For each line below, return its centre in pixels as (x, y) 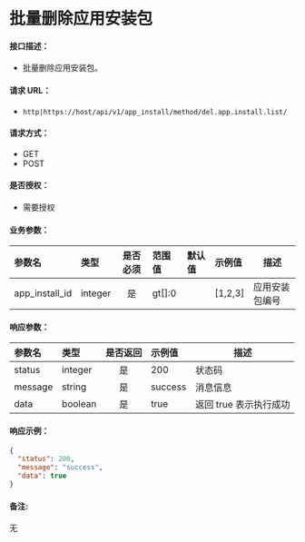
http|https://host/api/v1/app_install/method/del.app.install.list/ (155, 112)
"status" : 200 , (46, 459)
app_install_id (43, 293)
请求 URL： (30, 90)
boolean (79, 404)
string (74, 387)
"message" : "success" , (60, 468)
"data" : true (42, 476)
